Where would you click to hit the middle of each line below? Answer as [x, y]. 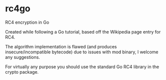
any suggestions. [23, 57]
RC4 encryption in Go [27, 22]
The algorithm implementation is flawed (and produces [61, 46]
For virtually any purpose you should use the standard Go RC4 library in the [82, 67]
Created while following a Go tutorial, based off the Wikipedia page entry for [83, 32]
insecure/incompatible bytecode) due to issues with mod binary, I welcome [82, 52]
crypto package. [22, 72]
